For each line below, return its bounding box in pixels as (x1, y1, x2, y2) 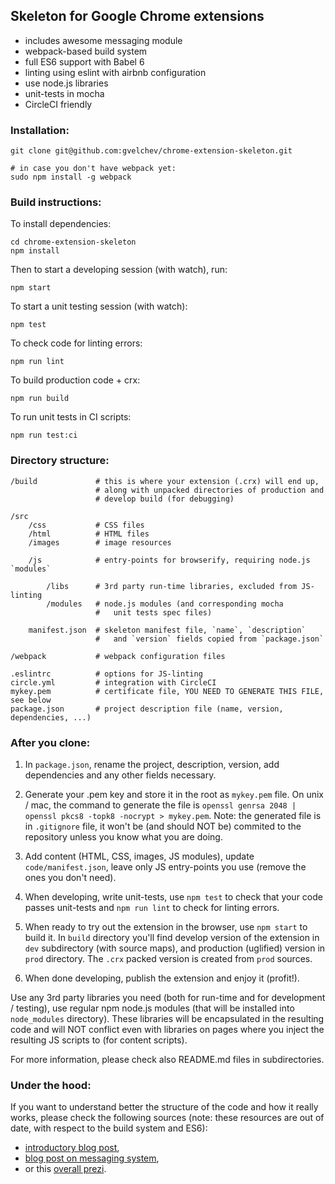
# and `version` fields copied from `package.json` (95, 634, 325, 644)
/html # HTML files (28, 529, 150, 539)
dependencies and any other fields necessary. (24, 769, 217, 781)
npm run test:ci (10, 430, 78, 441)
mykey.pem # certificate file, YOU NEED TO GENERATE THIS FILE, (10, 686, 325, 696)
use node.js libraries (24, 77, 109, 89)
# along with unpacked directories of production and (95, 485, 325, 495)
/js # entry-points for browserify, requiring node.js (28, 555, 311, 565)
